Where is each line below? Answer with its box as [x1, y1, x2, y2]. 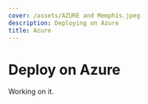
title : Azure [8, 26, 52, 34]
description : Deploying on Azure [8, 19, 119, 27]
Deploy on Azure [8, 60, 121, 79]
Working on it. [8, 87, 54, 96]
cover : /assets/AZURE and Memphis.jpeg [8, 11, 141, 20]
